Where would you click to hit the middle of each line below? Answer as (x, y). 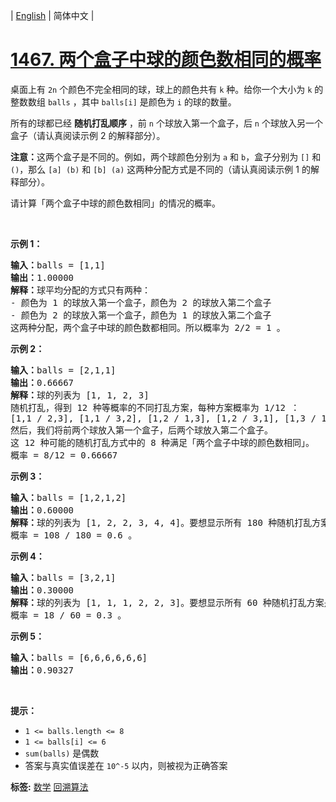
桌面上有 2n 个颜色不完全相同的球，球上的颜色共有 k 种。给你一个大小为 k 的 (167, 89)
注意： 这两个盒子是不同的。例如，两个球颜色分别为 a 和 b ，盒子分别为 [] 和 (166, 156)
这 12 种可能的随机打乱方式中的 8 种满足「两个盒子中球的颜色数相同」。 (162, 442)
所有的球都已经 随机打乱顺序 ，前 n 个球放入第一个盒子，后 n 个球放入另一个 (166, 123)
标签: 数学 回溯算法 (49, 786)
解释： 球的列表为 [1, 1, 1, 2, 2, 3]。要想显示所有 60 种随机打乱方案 (167, 602)
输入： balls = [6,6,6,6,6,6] (79, 657)
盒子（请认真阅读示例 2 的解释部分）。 (88, 135)
